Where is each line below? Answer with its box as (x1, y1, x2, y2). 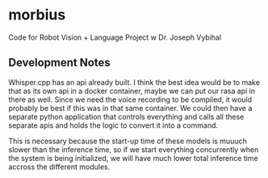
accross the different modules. (8, 162, 111, 172)
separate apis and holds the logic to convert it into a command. (8, 120, 219, 130)
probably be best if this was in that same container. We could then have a (8, 103, 253, 112)
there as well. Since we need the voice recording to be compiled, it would (8, 95, 253, 104)
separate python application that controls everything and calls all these (8, 112, 245, 121)
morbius (8, 6, 66, 24)
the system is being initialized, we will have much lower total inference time (8, 153, 258, 163)
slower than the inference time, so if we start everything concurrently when (8, 144, 259, 155)
